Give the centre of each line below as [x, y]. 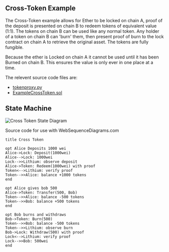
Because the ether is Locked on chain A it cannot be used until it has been [82, 57]
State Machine [28, 109]
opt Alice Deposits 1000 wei [36, 148]
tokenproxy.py [27, 87]
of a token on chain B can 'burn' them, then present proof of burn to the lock [84, 36]
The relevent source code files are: [41, 77]
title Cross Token [24, 140]
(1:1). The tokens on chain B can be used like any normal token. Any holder [82, 31]
